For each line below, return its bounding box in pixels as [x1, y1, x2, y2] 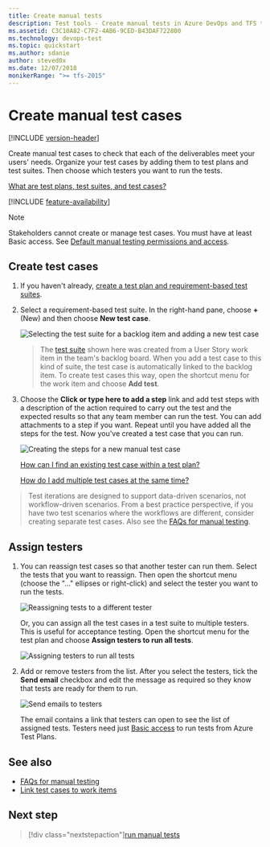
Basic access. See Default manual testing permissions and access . [8, 236, 230, 246]
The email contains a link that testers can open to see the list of [19, 715, 231, 725]
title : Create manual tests [8, 11, 103, 20]
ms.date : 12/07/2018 [8, 64, 78, 72]
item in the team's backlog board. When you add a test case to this [39, 353, 262, 363]
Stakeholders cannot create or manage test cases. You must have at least [8, 228, 252, 237]
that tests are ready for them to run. [19, 684, 138, 693]
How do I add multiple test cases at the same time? [19, 475, 190, 485]
